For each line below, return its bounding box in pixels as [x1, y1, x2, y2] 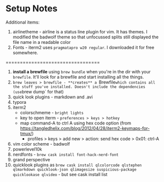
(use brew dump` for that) [12, 89, 64, 94]
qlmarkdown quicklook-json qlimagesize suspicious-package [12, 167, 137, 172]
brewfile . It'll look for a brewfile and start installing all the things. [12, 74, 144, 80]
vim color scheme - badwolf [12, 141, 70, 147]
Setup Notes [5, 3, 58, 14]
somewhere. [12, 50, 38, 56]
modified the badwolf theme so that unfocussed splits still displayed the [12, 34, 159, 40]
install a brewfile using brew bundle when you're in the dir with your [12, 68, 151, 74]
